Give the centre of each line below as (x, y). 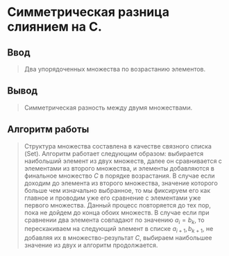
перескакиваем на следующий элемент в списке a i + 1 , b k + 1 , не (119, 230)
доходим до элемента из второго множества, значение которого (121, 183)
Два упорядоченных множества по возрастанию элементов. (115, 69)
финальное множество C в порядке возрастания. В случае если (119, 176)
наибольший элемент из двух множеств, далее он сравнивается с (123, 161)
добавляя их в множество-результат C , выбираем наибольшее (118, 238)
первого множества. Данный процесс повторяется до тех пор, (118, 205)
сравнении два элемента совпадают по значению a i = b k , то (114, 221)
